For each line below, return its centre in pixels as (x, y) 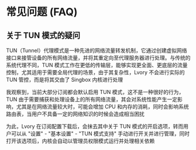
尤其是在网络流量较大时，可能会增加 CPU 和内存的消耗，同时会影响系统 (102, 107)
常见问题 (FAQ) (42, 12)
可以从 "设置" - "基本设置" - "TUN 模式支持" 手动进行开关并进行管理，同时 (100, 134)
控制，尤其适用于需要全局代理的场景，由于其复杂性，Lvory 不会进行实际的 (96, 72)
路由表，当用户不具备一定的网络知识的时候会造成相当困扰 (75, 114)
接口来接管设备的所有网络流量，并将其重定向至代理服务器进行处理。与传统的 (98, 58)
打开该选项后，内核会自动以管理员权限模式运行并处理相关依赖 (80, 141)
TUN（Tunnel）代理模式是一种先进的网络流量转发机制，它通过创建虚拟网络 (97, 50)
